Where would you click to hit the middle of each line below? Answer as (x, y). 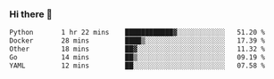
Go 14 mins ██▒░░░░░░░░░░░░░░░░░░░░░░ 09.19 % (137, 57)
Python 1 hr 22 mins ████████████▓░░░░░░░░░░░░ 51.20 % (137, 33)
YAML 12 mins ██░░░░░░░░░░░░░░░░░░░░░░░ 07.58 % (137, 66)
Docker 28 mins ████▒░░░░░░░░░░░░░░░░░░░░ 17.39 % (137, 41)
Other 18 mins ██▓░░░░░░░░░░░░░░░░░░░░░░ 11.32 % (137, 49)
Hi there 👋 (31, 14)
